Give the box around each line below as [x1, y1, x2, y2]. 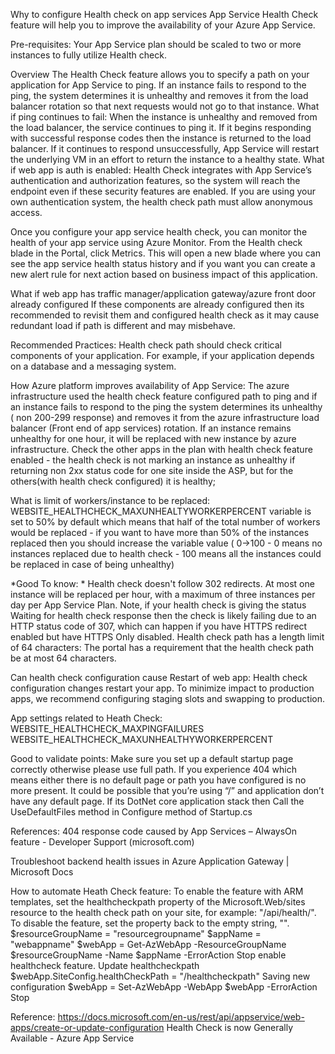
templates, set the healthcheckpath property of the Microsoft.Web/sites [10, 896, 306, 908]
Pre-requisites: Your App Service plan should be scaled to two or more [10, 39, 302, 50]
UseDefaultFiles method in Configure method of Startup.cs [10, 806, 253, 818]
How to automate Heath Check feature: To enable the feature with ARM [10, 885, 304, 897]
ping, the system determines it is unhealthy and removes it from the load [10, 90, 309, 101]
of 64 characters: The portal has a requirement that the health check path [10, 642, 315, 653]
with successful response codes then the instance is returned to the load [10, 132, 312, 144]
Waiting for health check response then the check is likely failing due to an [10, 610, 317, 621]
